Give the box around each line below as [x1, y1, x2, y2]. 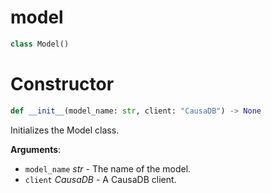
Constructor [10, 73, 115, 95]
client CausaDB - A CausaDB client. [24, 173, 177, 185]
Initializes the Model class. [10, 124, 120, 136]
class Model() [10, 39, 70, 49]
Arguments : [10, 143, 62, 155]
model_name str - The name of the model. [24, 162, 192, 175]
